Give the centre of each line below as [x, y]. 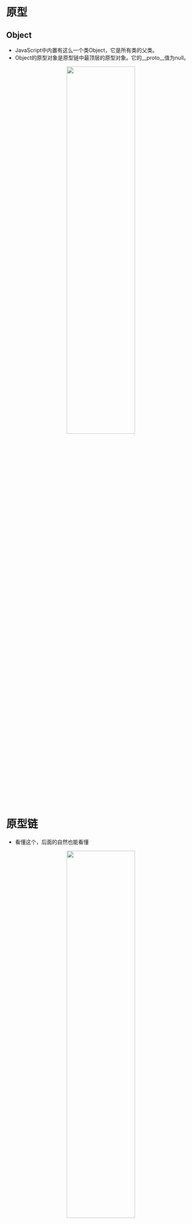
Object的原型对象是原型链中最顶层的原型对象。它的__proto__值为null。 [102, 58]
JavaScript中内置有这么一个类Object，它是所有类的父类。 [86, 50]
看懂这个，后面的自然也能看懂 [52, 842]
